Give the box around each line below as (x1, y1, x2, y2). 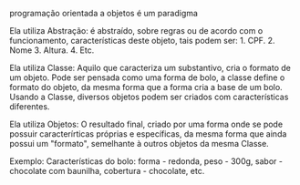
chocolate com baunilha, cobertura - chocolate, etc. (9, 166, 205, 176)
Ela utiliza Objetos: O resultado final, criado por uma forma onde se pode (9, 118, 284, 129)
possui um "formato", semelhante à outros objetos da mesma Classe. (9, 139, 269, 149)
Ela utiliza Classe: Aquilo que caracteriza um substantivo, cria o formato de (9, 63, 292, 73)
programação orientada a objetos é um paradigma (9, 8, 199, 18)
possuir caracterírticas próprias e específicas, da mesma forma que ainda (9, 128, 287, 139)
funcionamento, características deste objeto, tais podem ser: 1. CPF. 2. (9, 36, 275, 46)
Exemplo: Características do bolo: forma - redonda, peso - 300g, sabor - (9, 156, 283, 167)
